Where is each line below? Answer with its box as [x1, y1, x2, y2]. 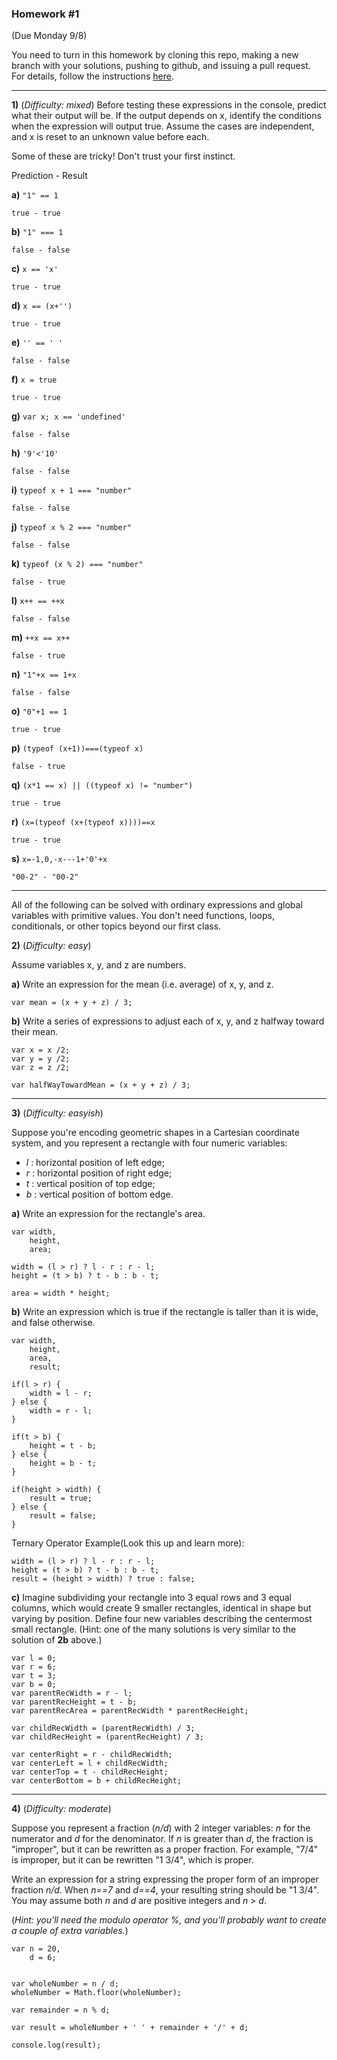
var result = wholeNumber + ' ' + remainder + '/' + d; [11, 2023, 249, 2033]
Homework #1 [11, 7, 80, 21]
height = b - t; [29, 1458, 98, 1469]
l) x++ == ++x [11, 595, 65, 607]
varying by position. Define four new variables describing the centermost [11, 1613, 313, 1625]
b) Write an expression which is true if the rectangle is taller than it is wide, [11, 1306, 319, 1318]
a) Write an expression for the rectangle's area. [11, 1208, 206, 1220]
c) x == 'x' [11, 263, 59, 275]
